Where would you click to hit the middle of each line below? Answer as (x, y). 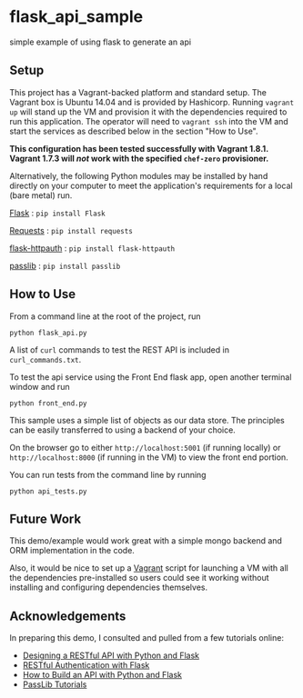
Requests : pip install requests (71, 230)
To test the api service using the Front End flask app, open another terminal (151, 377)
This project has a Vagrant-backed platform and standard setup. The (138, 92)
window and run (40, 386)
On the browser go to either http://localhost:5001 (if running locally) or (145, 447)
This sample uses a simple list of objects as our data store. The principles (147, 420)
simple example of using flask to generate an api (101, 42)
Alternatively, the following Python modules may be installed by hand (139, 175)
